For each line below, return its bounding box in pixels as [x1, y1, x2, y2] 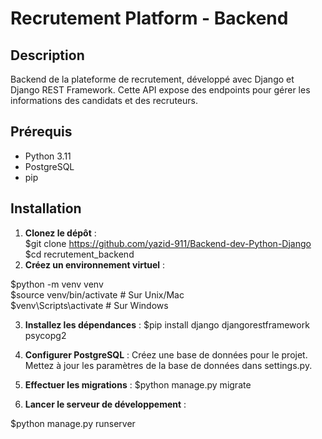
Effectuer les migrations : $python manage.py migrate [24, 378, 252, 391]
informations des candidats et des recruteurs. [10, 95, 198, 106]
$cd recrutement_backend [24, 248, 135, 260]
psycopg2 [24, 329, 67, 341]
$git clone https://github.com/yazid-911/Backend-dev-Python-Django [24, 237, 312, 249]
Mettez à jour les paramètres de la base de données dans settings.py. [24, 359, 313, 371]
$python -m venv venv [10, 278, 104, 290]
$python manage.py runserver [10, 417, 136, 429]
